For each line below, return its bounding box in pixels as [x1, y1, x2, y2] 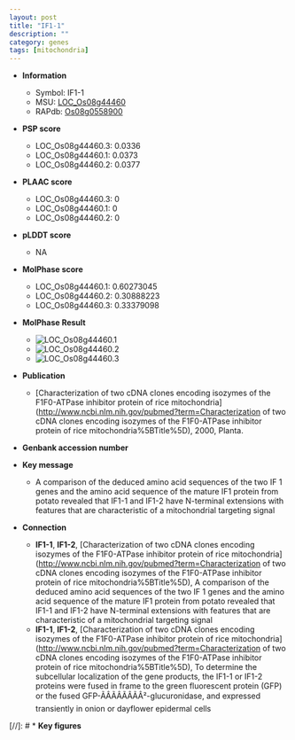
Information [21, 70, 67, 81]
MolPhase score [21, 264, 83, 275]
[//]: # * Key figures [9, 721, 82, 731]
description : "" [9, 29, 69, 38]
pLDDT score [21, 230, 72, 240]
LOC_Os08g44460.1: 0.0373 [35, 150, 139, 160]
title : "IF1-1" [9, 21, 66, 30]
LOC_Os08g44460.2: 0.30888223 [35, 291, 160, 301]
